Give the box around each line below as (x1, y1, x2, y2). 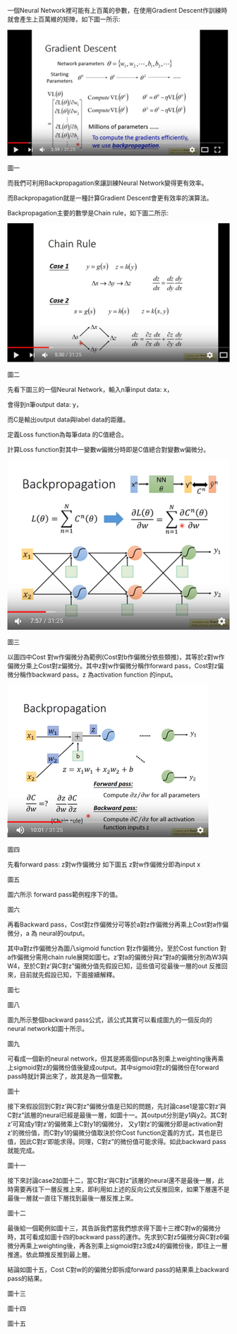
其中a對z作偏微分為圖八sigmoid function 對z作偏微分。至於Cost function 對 (7, 943, 227, 952)
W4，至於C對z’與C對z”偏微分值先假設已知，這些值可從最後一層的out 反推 (7, 961, 222, 970)
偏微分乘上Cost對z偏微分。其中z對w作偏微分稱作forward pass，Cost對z (7, 661, 218, 669)
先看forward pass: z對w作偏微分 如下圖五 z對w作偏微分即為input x (7, 860, 201, 869)
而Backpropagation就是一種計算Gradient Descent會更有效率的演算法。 (7, 193, 213, 202)
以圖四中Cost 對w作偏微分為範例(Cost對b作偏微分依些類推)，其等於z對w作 (7, 653, 225, 661)
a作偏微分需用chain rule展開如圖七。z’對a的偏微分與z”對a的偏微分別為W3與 (7, 953, 229, 961)
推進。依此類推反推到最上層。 (7, 1250, 94, 1258)
